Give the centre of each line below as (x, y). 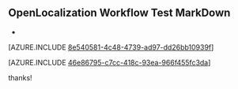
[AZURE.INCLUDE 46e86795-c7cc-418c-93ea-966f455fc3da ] (110, 62)
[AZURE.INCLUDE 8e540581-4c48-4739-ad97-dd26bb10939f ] (111, 47)
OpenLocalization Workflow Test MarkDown (119, 13)
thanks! (21, 77)
